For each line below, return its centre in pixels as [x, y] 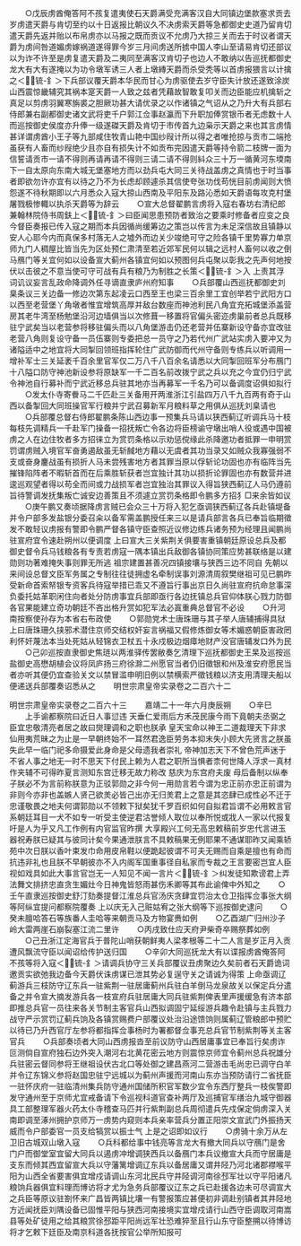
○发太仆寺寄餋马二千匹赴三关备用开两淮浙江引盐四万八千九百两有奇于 [154, 394]
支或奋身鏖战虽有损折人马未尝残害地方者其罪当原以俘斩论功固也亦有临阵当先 [150, 462]
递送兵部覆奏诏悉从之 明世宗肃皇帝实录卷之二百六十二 [124, 686]
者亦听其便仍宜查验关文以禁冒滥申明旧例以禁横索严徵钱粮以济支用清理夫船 [146, 675]
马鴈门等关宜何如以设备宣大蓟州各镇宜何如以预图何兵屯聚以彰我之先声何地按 [150, 260]
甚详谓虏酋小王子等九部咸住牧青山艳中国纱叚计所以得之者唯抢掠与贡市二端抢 [150, 136]
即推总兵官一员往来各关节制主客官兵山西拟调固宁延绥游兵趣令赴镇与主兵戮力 [150, 1008]
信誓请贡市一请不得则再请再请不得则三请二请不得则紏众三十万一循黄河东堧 [146, 159]
